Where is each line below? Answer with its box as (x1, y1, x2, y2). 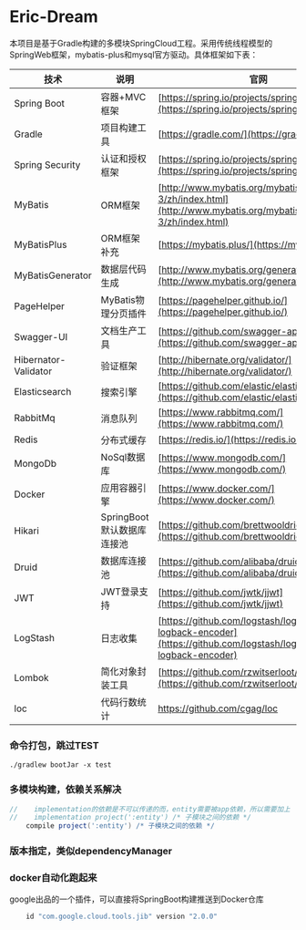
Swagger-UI (14, 330, 68, 343)
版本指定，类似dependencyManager (9, 845, 173, 858)
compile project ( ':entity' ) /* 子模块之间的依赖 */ (25, 821, 216, 831)
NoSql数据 (100, 450, 146, 463)
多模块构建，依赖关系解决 (9, 783, 122, 796)
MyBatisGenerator (14, 269, 93, 282)
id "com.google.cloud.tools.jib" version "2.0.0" (25, 912, 219, 922)
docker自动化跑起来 (9, 872, 97, 883)
